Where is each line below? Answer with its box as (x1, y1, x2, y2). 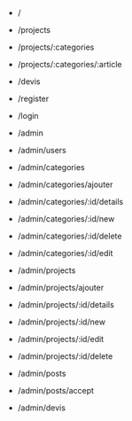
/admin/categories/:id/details (17, 197, 124, 207)
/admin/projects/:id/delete (17, 351, 113, 362)
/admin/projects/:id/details (17, 300, 115, 309)
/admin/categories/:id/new (17, 214, 115, 224)
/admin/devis (17, 402, 66, 413)
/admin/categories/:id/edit (17, 248, 113, 258)
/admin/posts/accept (17, 386, 95, 395)
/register (17, 93, 50, 104)
